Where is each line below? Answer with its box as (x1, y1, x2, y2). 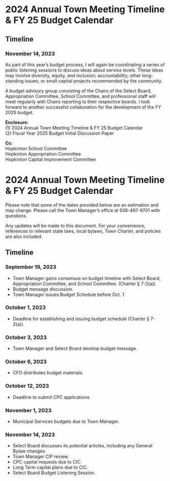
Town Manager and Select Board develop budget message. (12, 345, 137, 351)
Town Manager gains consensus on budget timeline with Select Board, (12, 275, 161, 281)
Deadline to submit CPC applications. (12, 394, 91, 400)
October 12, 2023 (5, 383, 49, 390)
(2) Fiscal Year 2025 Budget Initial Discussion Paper (5, 130, 115, 136)
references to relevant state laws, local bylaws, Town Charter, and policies (5, 228, 161, 234)
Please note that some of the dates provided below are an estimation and (5, 201, 159, 208)
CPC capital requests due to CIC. (12, 459, 82, 465)
